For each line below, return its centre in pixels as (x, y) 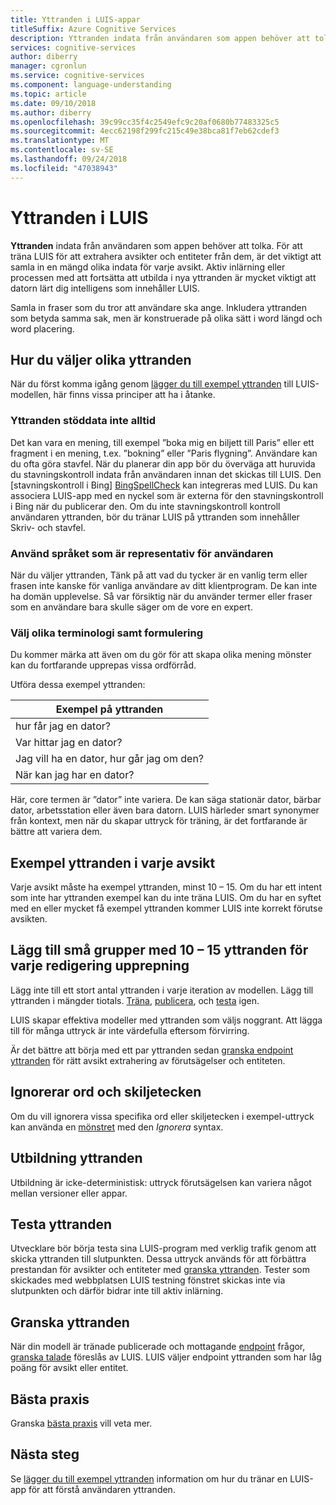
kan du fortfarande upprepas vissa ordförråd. (103, 665)
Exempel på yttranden (109, 709)
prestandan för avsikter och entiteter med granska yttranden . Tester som (160, 1270)
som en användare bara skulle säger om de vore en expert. (131, 607)
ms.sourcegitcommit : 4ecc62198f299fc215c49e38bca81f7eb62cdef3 (145, 131)
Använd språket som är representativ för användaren (142, 553)
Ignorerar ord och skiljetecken (106, 1092)
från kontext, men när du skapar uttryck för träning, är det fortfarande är (159, 821)
